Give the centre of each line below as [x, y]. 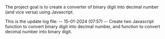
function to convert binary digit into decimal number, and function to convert [83, 26]
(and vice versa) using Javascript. [39, 12]
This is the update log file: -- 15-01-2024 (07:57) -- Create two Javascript [80, 21]
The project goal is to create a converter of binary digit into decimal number [82, 7]
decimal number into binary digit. [39, 32]
